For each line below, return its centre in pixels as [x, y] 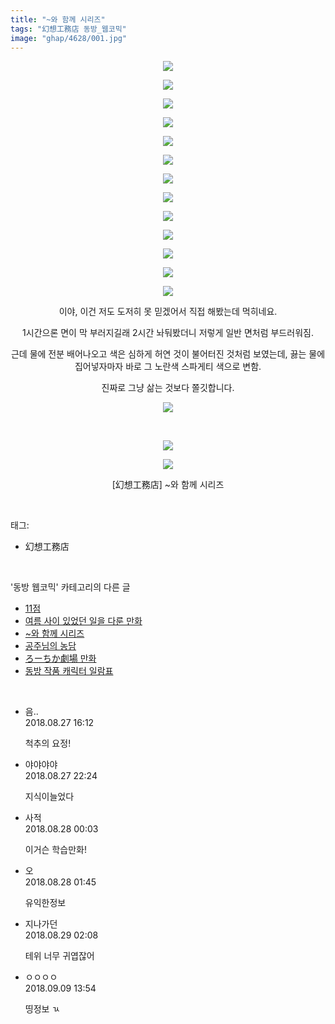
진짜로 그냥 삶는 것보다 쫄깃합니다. [168, 388]
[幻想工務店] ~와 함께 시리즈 [168, 485]
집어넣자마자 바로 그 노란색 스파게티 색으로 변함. [168, 367]
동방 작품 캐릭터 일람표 [69, 671]
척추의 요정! [48, 743]
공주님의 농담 [50, 646]
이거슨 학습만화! [55, 850]
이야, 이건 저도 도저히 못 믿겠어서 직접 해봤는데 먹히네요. [168, 312]
